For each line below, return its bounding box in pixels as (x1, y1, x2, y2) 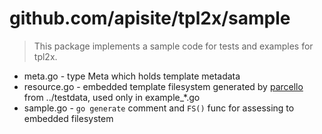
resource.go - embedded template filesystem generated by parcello (23, 80, 304, 92)
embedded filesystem (23, 112, 114, 124)
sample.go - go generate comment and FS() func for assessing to (23, 102, 295, 114)
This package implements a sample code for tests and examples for (33, 40, 314, 52)
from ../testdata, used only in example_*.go (23, 91, 201, 103)
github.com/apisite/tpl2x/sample (9, 7, 291, 30)
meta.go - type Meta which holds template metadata (23, 70, 241, 82)
